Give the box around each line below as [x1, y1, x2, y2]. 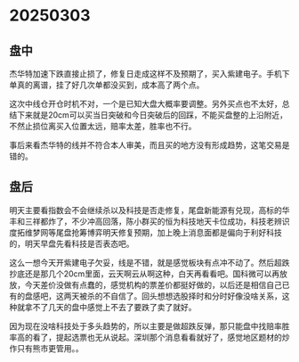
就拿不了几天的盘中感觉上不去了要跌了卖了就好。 [16, 301, 197, 312]
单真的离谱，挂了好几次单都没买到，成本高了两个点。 [9, 79, 205, 90]
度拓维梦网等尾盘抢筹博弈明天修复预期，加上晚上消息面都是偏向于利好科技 [9, 226, 282, 237]
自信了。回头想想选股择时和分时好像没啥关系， [109, 291, 282, 301]
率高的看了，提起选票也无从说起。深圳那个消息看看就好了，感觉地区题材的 [9, 332, 282, 342]
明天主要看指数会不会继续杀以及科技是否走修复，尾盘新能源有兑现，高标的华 [9, 204, 290, 215]
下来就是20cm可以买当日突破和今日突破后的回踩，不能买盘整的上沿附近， [16, 110, 287, 120]
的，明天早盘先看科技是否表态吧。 [9, 238, 134, 249]
